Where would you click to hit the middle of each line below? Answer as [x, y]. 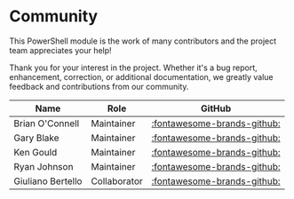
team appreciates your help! [61, 50]
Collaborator [117, 181]
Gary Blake [36, 138]
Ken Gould [36, 152]
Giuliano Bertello [48, 181]
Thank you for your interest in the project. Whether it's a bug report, [133, 68]
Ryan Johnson [44, 166]
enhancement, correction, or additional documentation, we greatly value [141, 76]
